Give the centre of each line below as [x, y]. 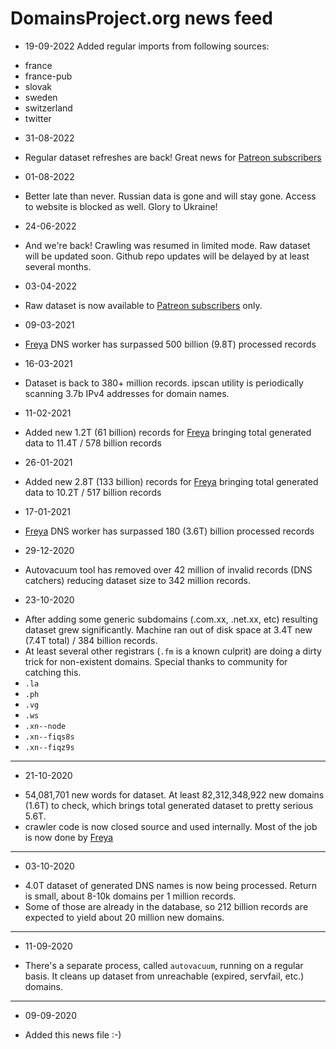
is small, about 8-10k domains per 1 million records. [130, 896]
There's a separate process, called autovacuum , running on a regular [164, 965]
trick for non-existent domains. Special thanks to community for [156, 661]
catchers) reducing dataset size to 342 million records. [138, 580]
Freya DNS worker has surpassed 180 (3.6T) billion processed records [169, 531]
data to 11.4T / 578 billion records [93, 443]
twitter [38, 118]
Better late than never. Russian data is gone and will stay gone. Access [170, 196]
